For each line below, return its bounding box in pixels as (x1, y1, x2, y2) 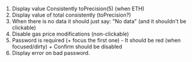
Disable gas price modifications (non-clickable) (11, 30, 129, 38)
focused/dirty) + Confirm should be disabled (11, 43, 122, 50)
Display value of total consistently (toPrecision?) (11, 11, 131, 18)
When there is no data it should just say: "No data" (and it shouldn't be (11, 18, 187, 24)
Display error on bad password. (11, 49, 90, 56)
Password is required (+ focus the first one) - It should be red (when (11, 37, 181, 44)
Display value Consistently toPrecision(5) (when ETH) (11, 5, 145, 12)
